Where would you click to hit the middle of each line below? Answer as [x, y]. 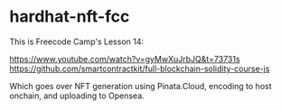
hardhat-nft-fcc [70, 17]
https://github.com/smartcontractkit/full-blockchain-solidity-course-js [140, 69]
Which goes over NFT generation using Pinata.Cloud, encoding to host [140, 86]
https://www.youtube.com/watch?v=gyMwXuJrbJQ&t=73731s [125, 59]
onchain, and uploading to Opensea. [77, 96]
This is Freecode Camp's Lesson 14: [77, 41]
